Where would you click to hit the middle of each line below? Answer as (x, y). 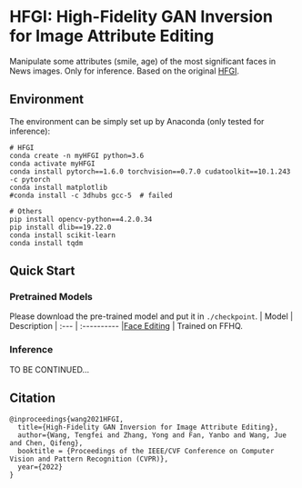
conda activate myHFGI (52, 164)
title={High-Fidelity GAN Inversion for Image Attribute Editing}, (148, 427)
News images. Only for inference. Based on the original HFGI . (124, 71)
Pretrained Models (51, 297)
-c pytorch (30, 179)
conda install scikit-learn (63, 235)
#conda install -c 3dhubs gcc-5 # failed (91, 195)
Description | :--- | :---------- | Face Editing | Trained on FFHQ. (126, 326)
